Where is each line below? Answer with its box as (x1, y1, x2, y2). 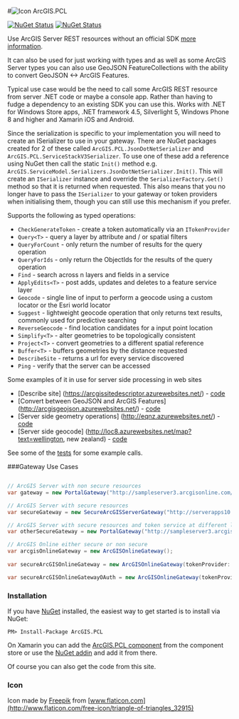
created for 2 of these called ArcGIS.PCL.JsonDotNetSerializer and (7, 144, 204, 153)
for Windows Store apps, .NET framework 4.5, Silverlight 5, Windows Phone (7, 108, 230, 116)
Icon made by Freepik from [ (7, 696, 90, 705)
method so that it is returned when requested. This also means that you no (7, 182, 226, 191)
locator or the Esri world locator (17, 301, 111, 309)
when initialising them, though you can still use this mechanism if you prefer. (7, 197, 231, 206)
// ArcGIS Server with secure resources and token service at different (7, 521, 228, 528)
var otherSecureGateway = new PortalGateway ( (7, 528, 144, 536)
